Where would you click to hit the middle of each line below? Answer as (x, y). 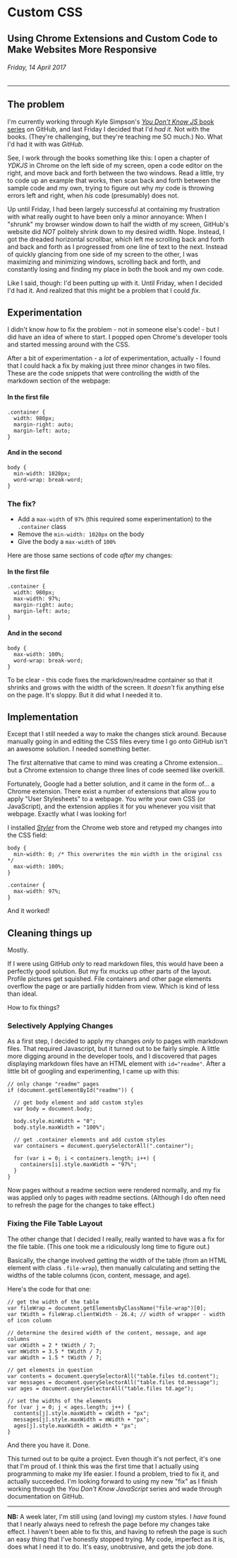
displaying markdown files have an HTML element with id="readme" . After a (116, 1064)
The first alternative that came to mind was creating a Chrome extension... (115, 763)
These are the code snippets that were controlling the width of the (103, 373)
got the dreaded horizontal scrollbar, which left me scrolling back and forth (116, 239)
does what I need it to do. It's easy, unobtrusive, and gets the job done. (110, 1547)
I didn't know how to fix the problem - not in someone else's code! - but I (113, 330)
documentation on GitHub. (46, 1496)
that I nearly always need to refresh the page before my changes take (109, 1524)
